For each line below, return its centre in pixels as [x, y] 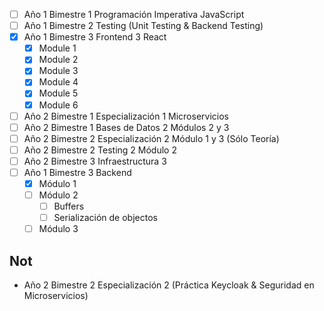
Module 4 [58, 82]
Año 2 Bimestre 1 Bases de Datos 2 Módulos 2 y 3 [126, 127]
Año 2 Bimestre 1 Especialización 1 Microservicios [126, 116]
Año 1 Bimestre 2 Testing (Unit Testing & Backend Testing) [143, 26]
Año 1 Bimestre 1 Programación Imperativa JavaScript [134, 14]
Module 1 [57, 48]
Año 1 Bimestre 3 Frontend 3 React [95, 37]
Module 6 [58, 105]
